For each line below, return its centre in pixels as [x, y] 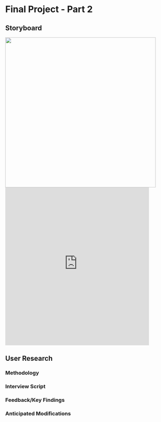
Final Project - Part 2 [49, 9]
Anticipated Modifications [38, 414]
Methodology [22, 373]
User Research [29, 359]
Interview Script [25, 387]
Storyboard [24, 28]
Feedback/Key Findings [35, 400]
